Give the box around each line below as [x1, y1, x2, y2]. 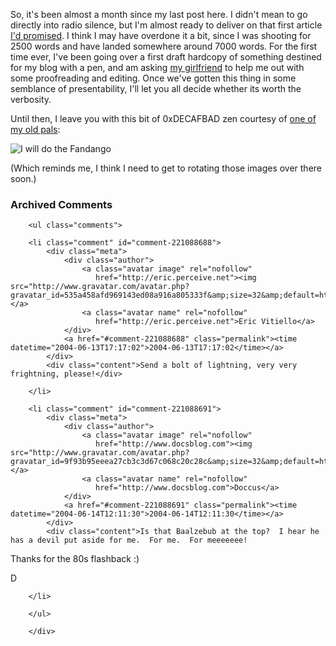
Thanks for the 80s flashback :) [10, 553, 140, 565]
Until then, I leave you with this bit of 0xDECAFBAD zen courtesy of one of [10, 113, 317, 124]
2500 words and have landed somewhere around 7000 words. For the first [10, 40, 318, 52]
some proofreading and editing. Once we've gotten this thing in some [10, 72, 297, 84]
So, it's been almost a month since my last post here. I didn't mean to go [10, 9, 308, 20]
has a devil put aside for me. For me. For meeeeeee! [10, 535, 248, 546]
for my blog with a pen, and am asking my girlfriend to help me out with [10, 62, 305, 73]
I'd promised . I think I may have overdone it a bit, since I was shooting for [10, 30, 312, 41]
